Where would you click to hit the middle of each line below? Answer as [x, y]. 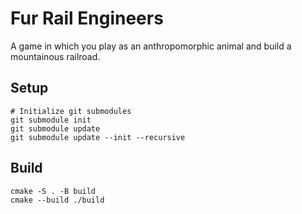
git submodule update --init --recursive [98, 137]
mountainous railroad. [55, 56]
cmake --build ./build [57, 200]
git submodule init [51, 120]
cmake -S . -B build [53, 191]
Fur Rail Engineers [87, 18]
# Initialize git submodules [71, 111]
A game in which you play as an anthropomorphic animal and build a [151, 46]
